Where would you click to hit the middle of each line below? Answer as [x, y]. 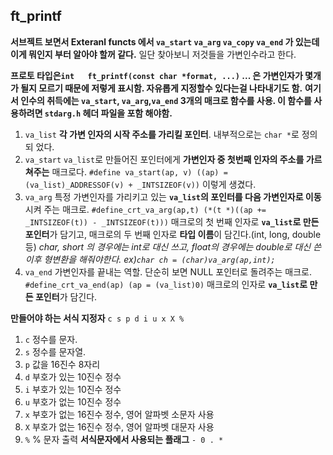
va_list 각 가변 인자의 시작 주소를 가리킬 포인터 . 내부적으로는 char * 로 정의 [171, 134]
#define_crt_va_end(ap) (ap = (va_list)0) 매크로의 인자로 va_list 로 [166, 284]
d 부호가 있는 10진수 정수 [73, 376]
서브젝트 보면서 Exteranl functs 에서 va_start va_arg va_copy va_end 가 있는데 [165, 41]
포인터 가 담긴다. [66, 296]
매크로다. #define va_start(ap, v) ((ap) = [139, 171]
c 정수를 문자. [51, 339]
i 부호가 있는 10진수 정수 [73, 389]
